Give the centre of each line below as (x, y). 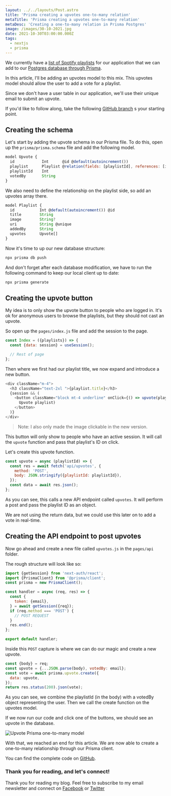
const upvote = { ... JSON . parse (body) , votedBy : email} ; (66, 668)
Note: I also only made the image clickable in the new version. (82, 426)
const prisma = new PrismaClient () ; (44, 583)
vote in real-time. (23, 520)
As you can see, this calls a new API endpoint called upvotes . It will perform (84, 499)
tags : (11, 39)
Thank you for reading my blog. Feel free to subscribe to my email (74, 783)
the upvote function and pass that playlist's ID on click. (62, 442)
